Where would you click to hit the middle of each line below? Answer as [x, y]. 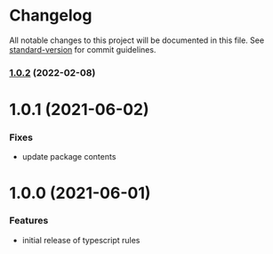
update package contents [69, 157]
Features [29, 221]
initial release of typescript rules [81, 240]
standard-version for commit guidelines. [83, 49]
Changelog [51, 16]
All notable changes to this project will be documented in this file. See [137, 40]
